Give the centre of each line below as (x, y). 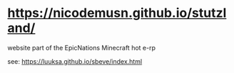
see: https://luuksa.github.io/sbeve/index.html (75, 61)
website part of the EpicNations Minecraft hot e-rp (81, 47)
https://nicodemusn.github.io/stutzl (117, 13)
